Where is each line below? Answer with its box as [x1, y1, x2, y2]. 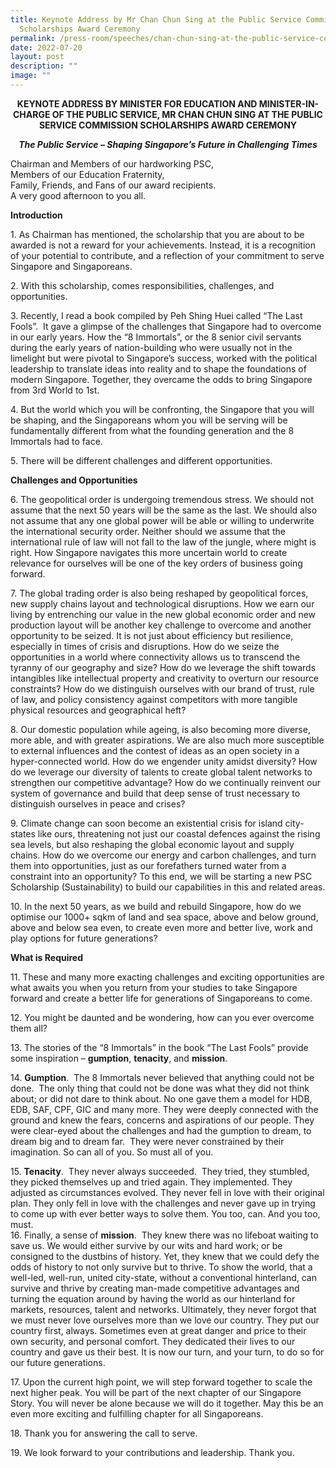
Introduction [10, 209, 63, 221]
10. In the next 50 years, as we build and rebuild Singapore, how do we [10, 900, 302, 912]
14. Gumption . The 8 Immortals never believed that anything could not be [10, 1071, 315, 1083]
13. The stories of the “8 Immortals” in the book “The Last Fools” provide [10, 1041, 309, 1053]
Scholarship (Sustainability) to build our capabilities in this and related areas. [10, 881, 326, 893]
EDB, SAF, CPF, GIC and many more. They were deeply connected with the [10, 1103, 319, 1115]
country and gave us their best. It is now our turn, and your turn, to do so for [10, 1346, 325, 1358]
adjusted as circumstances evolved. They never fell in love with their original [10, 1186, 325, 1198]
